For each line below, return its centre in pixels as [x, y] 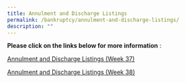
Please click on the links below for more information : [84, 46]
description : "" [30, 26]
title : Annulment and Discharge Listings [67, 13]
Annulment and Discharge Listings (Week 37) [71, 59]
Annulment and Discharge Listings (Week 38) [71, 72]
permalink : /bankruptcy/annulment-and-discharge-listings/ [93, 20]
